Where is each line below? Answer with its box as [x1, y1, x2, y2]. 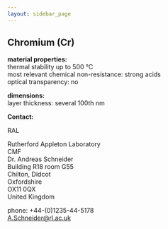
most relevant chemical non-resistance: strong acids [7, 70, 161, 78]
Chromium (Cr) [7, 37, 75, 49]
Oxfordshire [7, 177, 43, 186]
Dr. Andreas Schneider [7, 155, 74, 163]
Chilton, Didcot [7, 170, 51, 179]
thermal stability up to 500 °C [7, 63, 94, 71]
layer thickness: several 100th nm [7, 99, 105, 107]
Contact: [7, 112, 34, 121]
